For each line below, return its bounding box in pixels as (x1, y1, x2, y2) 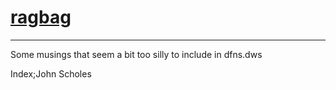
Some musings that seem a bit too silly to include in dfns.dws (10, 48, 263, 60)
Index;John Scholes (10, 67, 92, 80)
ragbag (10, 6, 72, 29)
